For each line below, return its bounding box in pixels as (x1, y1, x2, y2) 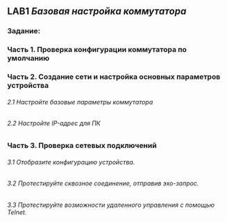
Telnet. (7, 207, 27, 216)
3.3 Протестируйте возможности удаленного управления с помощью (7, 201, 215, 209)
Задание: (7, 26, 40, 36)
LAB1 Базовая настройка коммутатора (7, 6, 187, 17)
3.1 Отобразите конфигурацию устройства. (7, 158, 135, 166)
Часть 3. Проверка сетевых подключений (7, 140, 158, 150)
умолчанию (7, 53, 50, 63)
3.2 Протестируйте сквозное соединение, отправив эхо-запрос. (7, 179, 199, 187)
